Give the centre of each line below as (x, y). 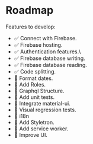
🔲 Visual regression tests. (45, 110)
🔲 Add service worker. (41, 129)
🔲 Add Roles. (30, 84)
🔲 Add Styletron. (34, 122)
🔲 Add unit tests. (34, 97)
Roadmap (30, 10)
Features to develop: (31, 27)
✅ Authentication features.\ (47, 52)
